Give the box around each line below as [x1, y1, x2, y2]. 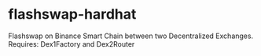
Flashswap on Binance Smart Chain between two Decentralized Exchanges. [8, 31, 254, 40]
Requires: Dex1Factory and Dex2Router [8, 39, 135, 48]
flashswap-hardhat [8, 5, 137, 23]
